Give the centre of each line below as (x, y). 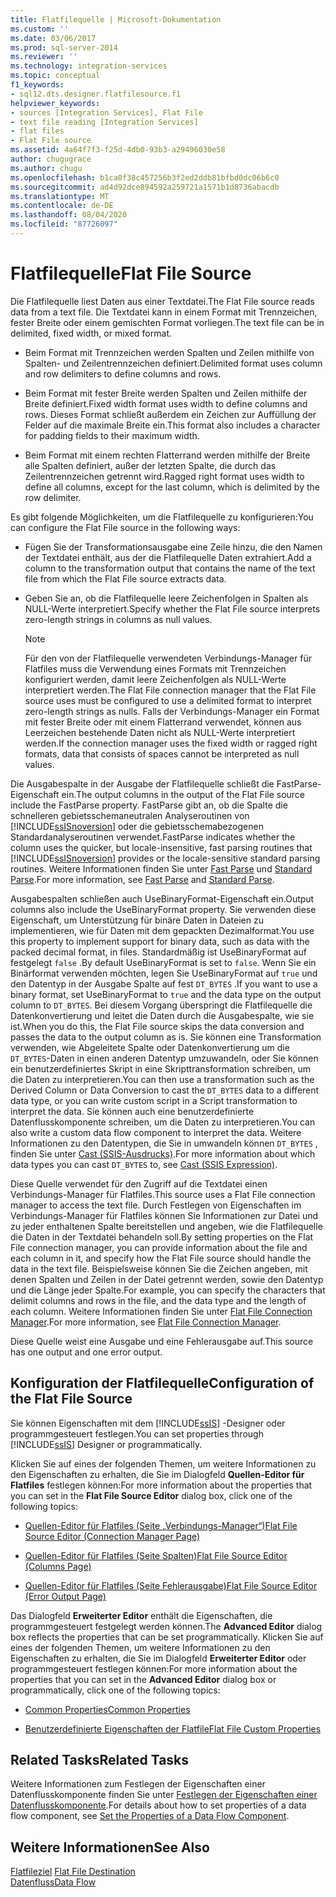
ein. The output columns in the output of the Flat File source (183, 794)
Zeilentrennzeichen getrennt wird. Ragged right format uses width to (164, 476)
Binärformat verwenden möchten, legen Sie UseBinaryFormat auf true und (164, 973)
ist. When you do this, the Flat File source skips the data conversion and (157, 1026)
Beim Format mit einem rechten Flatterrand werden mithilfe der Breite (167, 455)
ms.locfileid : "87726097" (64, 224)
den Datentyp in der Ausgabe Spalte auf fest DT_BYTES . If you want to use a (164, 983)
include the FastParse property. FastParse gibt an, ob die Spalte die (149, 805)
